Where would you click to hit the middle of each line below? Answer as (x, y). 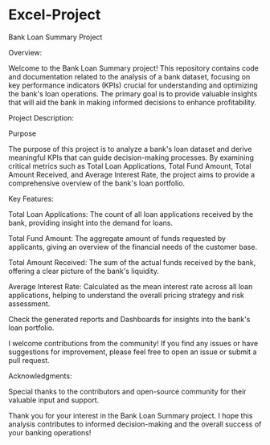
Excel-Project (55, 15)
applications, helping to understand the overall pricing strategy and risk (127, 295)
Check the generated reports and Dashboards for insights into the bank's (129, 319)
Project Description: (41, 117)
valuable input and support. (54, 400)
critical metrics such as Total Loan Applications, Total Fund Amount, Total (130, 165)
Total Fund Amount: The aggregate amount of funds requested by (117, 238)
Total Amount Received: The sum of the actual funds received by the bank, (132, 262)
